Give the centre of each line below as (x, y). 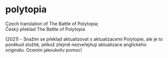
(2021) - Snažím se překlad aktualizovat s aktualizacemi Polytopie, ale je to (84, 39)
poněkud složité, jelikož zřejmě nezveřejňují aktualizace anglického (76, 44)
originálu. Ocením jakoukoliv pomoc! (44, 50)
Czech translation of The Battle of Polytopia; (52, 24)
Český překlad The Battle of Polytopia (45, 29)
